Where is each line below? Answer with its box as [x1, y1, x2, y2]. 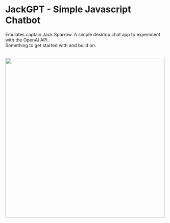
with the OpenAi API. [5, 37, 49, 43]
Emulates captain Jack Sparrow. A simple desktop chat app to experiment [5, 31, 161, 37]
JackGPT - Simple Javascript [5, 4, 131, 15]
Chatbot [5, 14, 41, 26]
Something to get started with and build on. [5, 42, 96, 48]
